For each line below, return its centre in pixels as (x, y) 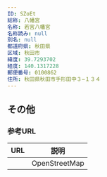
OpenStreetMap (58, 164)
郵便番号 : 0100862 (32, 72)
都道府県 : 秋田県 (29, 46)
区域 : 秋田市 (24, 53)
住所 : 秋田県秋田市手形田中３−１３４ (54, 79)
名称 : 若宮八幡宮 (29, 27)
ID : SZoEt (22, 14)
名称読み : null (27, 33)
